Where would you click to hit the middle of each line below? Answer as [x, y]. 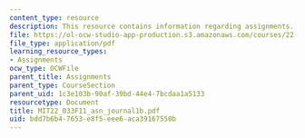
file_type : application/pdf [63, 43]
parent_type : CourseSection [63, 85]
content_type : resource [54, 18]
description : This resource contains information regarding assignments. [152, 26]
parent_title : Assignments [60, 77]
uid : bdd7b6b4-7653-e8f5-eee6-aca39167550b [93, 119]
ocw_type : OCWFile [44, 69]
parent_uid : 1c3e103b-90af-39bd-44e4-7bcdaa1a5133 [107, 94]
